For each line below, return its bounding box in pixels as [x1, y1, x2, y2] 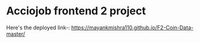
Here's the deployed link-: [6, 24, 70, 31]
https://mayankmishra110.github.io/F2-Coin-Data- [71, 24, 193, 31]
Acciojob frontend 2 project [6, 4, 146, 18]
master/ [6, 30, 25, 37]
